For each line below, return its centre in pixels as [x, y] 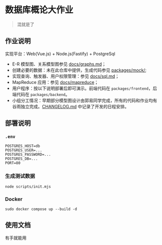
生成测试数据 [20, 176]
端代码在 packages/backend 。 [41, 94]
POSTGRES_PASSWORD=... [28, 155]
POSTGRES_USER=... [24, 150]
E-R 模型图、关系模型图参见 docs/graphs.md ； [59, 64]
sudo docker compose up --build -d [41, 209]
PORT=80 [13, 163]
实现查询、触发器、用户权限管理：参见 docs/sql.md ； [66, 76]
